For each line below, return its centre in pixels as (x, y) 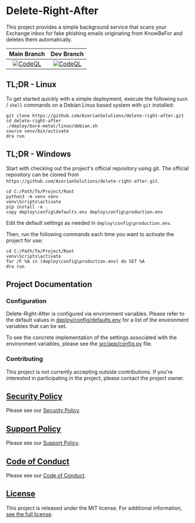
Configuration (26, 301)
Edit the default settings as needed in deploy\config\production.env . (89, 223)
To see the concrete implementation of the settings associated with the (91, 337)
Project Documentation (49, 284)
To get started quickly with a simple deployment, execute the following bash (97, 98)
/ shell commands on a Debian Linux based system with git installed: (90, 105)
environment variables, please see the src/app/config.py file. (79, 344)
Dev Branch (67, 54)
